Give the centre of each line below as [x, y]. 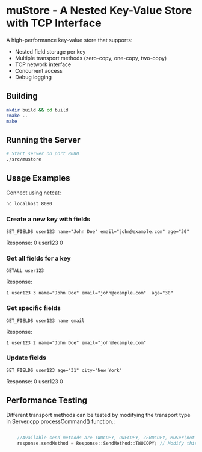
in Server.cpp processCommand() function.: [61, 421]
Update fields [26, 358]
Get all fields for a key [38, 258]
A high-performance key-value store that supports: [69, 40]
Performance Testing [47, 401]
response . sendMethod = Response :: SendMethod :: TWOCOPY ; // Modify [101, 443]
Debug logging [33, 77]
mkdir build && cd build [37, 110]
